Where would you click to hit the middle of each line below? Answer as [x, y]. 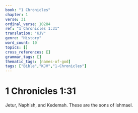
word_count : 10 [21, 43]
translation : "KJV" [26, 33]
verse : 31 [16, 19]
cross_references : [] [28, 52]
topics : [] [17, 47]
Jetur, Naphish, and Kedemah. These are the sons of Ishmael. [69, 105]
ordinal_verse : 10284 [28, 24]
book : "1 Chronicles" [28, 10]
